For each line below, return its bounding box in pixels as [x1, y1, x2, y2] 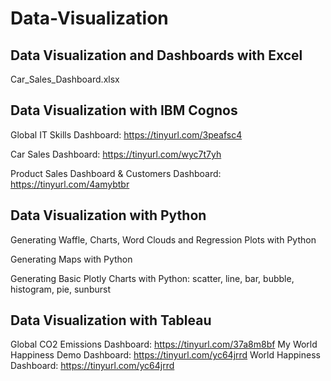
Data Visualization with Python [10, 207, 207, 224]
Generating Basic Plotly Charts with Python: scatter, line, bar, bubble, [10, 272, 295, 284]
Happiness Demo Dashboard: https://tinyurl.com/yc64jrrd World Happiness [10, 349, 321, 361]
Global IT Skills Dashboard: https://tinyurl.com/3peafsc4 [10, 128, 243, 141]
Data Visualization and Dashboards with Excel [10, 47, 303, 64]
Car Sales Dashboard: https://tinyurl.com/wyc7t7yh [10, 148, 222, 160]
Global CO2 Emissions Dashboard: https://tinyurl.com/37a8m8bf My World [10, 338, 318, 351]
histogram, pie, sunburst [10, 283, 111, 295]
